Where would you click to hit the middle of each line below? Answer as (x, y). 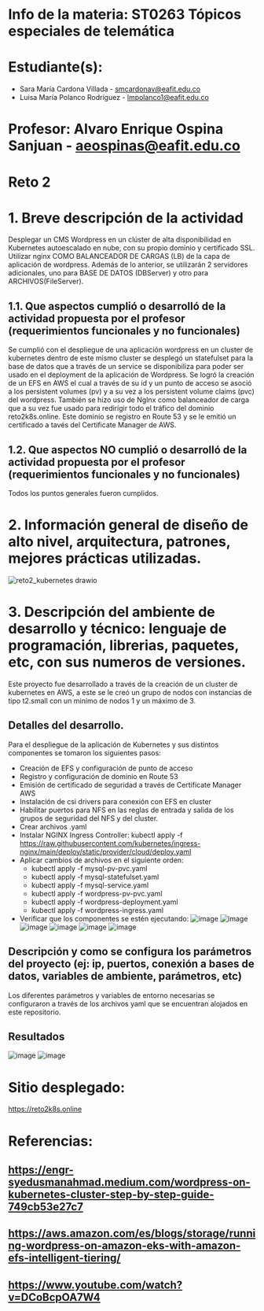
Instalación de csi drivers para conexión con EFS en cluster (115, 801)
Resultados (37, 1036)
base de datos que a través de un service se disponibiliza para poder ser (126, 367)
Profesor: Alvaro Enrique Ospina (116, 129)
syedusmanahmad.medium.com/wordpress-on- (129, 1182)
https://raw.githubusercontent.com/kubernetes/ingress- (110, 843)
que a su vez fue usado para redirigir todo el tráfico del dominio (111, 408)
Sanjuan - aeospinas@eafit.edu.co (125, 146)
